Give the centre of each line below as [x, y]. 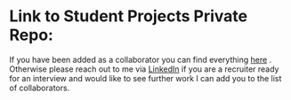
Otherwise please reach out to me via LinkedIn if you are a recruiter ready [144, 69]
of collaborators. [40, 88]
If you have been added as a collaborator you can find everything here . [141, 59]
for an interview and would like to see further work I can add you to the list [145, 78]
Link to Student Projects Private [128, 16]
